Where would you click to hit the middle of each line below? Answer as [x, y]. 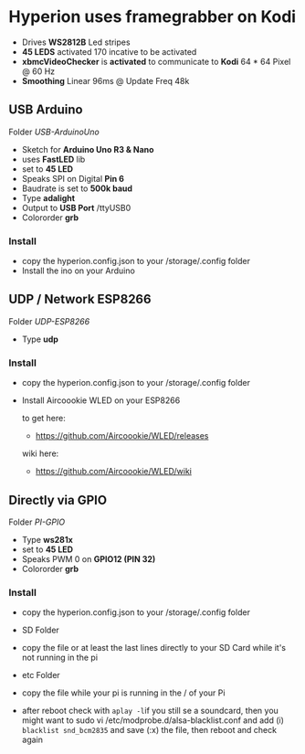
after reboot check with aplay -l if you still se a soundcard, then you [150, 711]
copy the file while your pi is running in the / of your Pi [123, 693]
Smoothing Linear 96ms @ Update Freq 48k [105, 80]
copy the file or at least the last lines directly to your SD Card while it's [154, 648]
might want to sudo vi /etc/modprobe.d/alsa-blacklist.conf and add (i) [153, 720]
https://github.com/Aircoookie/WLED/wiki [114, 472]
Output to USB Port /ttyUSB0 [76, 207]
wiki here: [40, 453]
